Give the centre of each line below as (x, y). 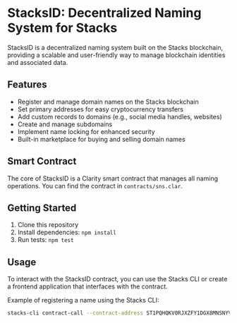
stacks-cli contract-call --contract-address (75, 313)
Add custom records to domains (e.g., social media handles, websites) (120, 116)
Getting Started (42, 208)
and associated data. (38, 62)
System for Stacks (62, 28)
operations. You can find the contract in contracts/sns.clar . (95, 185)
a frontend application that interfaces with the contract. (87, 286)
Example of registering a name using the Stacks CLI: (84, 300)
